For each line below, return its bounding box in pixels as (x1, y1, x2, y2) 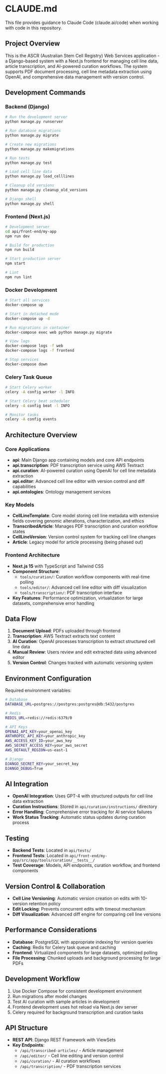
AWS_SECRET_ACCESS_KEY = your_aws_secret (5, 743, 88, 748)
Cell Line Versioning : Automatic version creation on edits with (12, 895, 140, 902)
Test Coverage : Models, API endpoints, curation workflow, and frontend (12, 862, 160, 868)
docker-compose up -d (5, 316, 50, 321)
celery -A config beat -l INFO (5, 403, 70, 408)
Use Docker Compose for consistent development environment (12, 988, 142, 994)
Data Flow (5, 615, 37, 623)
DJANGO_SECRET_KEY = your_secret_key (5, 761, 79, 766)
